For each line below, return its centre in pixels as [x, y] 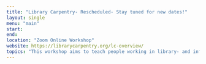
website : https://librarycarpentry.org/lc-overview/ [75, 46]
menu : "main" [23, 23]
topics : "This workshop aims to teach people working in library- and [98, 52]
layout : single [26, 18]
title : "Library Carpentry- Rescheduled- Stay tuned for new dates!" [97, 12]
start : [15, 29]
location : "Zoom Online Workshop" [51, 40]
